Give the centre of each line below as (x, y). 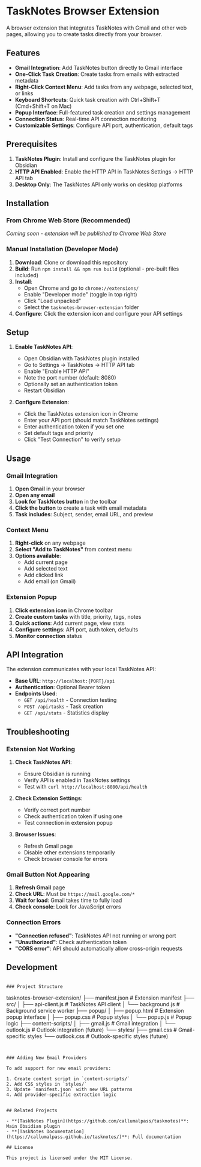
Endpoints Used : (36, 693)
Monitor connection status (48, 636)
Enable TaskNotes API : (44, 347)
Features (23, 53)
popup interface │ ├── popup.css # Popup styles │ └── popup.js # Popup (99, 1017)
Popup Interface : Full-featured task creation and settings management (103, 112)
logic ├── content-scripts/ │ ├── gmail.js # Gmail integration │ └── (91, 1023)
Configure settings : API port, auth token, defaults (76, 629)
